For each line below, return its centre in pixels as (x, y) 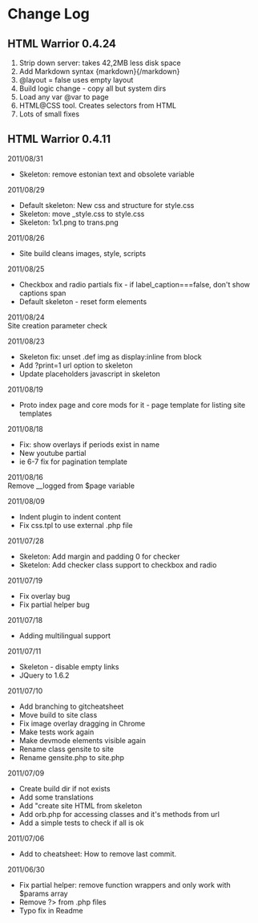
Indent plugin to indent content (70, 516)
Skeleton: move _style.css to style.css (82, 213)
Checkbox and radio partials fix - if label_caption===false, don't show (134, 284)
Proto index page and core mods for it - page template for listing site (132, 405)
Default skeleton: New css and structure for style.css (107, 205)
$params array (44, 893)
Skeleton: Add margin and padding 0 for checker (99, 556)
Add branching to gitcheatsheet (71, 706)
